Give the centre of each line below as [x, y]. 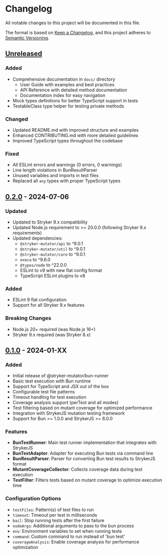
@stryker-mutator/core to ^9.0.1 [53, 254]
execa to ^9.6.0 [35, 259]
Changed [17, 119]
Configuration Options [33, 498]
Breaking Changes [28, 318]
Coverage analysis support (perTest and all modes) [65, 403]
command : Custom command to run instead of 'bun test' [69, 536]
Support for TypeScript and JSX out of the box [61, 386]
